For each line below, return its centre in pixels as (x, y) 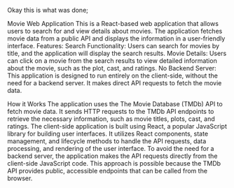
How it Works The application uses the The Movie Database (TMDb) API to (115, 104)
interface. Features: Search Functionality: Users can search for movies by (113, 46)
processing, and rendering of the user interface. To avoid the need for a (111, 149)
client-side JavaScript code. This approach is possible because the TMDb (114, 163)
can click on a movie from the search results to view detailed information (112, 61)
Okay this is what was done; (48, 10)
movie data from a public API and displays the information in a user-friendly (116, 38)
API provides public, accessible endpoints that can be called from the (108, 171)
